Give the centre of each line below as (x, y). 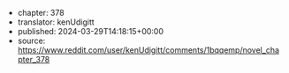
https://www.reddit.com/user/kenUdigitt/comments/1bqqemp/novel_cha (148, 50)
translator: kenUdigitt (56, 22)
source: (31, 40)
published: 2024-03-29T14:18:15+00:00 (91, 31)
